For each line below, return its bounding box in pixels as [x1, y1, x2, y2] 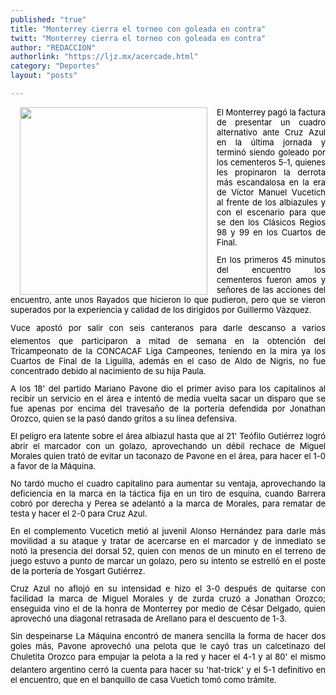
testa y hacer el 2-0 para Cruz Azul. [10, 507, 148, 519]
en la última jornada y [216, 136, 326, 148]
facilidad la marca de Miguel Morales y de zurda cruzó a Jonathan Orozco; [10, 592, 326, 604]
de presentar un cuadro [216, 116, 326, 128]
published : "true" [10, 14, 87, 25]
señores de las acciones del [216, 284, 326, 295]
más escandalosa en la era [216, 176, 326, 188]
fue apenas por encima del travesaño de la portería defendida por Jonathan [10, 402, 326, 414]
